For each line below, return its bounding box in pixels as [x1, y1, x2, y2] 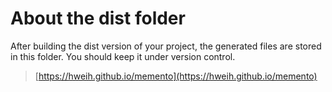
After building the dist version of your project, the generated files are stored [10, 40, 322, 52]
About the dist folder [10, 7, 186, 30]
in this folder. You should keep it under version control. [10, 50, 236, 62]
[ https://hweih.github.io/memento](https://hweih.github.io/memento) [34, 70, 318, 82]
